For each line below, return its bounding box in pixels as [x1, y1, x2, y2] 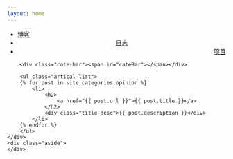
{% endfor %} [19, 122, 58, 129]
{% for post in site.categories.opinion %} [19, 79, 148, 86]
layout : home [7, 10, 45, 17]
